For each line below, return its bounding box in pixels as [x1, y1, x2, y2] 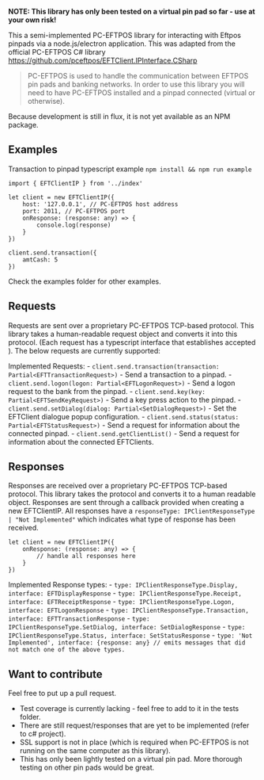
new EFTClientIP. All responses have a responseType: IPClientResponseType [8, 507, 255, 516]
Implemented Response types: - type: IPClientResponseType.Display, [8, 580, 239, 590]
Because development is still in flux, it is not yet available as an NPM [8, 112, 231, 121]
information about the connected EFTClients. [8, 437, 154, 446]
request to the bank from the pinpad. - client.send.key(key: [8, 386, 206, 396]
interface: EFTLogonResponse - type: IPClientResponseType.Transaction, [8, 606, 249, 615]
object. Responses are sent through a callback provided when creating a [8, 498, 245, 507]
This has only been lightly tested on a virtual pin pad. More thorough [19, 755, 243, 764]
